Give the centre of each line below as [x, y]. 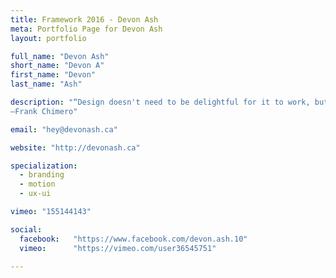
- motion [37, 184]
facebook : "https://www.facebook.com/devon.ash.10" [133, 239]
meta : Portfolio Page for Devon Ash [86, 29]
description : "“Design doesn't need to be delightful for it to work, [160, 102]
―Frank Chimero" [44, 111]
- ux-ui [35, 194]
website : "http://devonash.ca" [75, 147]
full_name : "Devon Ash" [60, 56]
